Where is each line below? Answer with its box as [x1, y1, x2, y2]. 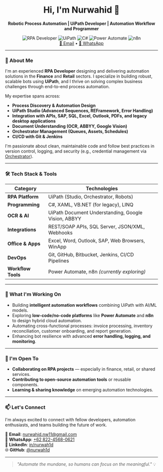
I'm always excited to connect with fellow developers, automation [5, 417, 136, 423]
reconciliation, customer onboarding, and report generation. [12, 328, 132, 334]
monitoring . [12, 338, 36, 344]
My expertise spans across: [5, 93, 61, 99]
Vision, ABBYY [48, 215, 81, 222]
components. [12, 382, 39, 388]
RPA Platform [7, 193, 39, 200]
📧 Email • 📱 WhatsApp [59, 40, 104, 46]
